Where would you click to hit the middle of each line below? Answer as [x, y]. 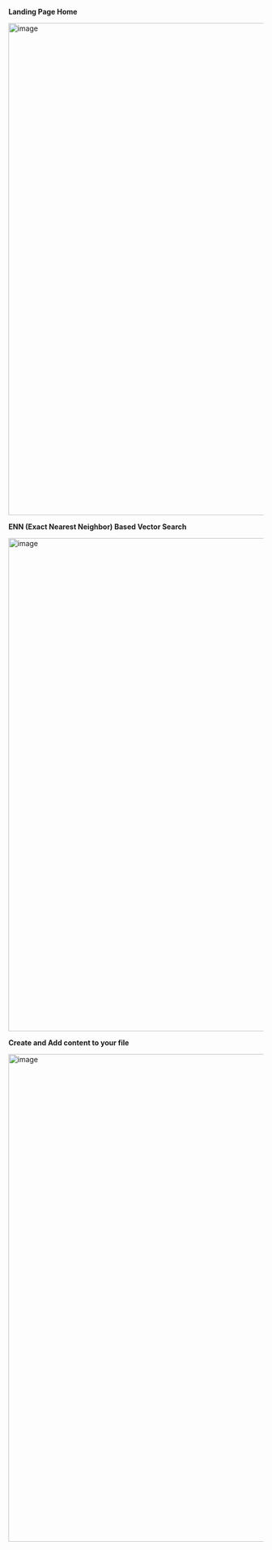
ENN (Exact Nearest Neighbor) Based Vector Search [98, 527]
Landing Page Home [43, 12]
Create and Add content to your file [69, 1043]
